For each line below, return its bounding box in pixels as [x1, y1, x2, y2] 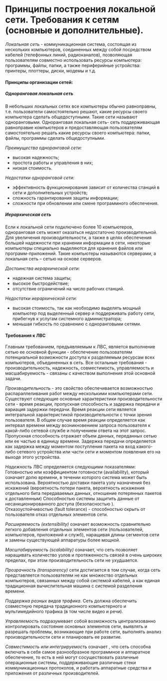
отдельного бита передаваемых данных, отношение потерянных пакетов [5, 490, 162, 496]
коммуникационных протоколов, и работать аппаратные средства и [5, 665, 152, 671]
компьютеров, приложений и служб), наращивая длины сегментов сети [5, 531, 160, 537]
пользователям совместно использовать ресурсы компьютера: [5, 57, 142, 63]
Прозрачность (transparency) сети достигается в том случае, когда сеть [5, 567, 161, 573]
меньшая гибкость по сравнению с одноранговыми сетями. [12, 321, 142, 327]
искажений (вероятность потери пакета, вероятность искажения [5, 485, 145, 491]
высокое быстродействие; [12, 280, 69, 286]
